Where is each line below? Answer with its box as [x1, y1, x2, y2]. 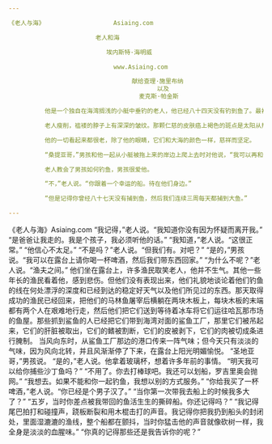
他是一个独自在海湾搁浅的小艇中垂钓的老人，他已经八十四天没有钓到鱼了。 [44, 107, 256, 115]
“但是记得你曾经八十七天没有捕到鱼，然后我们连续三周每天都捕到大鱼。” [44, 195, 249, 203]
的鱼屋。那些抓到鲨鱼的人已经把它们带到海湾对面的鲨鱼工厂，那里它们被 [8, 316, 249, 325]
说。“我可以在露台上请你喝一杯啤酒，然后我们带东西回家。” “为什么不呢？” [8, 256, 253, 264]
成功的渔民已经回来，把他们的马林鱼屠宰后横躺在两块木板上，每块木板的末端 [8, 296, 264, 305]
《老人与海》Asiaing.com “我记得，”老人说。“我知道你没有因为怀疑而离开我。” [8, 225, 263, 235]
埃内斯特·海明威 [106, 48, 152, 57]
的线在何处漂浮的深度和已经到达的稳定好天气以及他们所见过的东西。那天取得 [8, 285, 264, 295]
